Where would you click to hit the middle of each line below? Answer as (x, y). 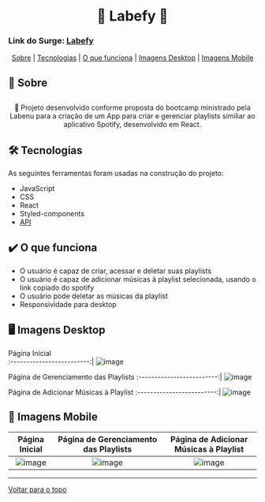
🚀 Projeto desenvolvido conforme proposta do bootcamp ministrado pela (132, 108)
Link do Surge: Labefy (51, 41)
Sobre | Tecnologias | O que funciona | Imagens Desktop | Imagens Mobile (132, 58)
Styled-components (52, 214)
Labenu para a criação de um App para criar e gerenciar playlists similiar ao (132, 116)
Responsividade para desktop (68, 304)
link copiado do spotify (57, 287)
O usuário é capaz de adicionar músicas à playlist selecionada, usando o (138, 279)
